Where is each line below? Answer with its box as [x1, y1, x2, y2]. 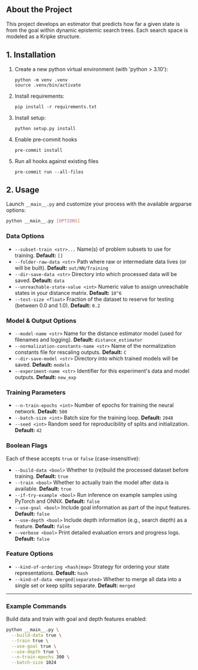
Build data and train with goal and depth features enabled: [6, 615, 147, 623]
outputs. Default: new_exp [14, 373, 77, 380]
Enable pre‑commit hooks [14, 135, 78, 143]
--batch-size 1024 [11, 659, 57, 666]
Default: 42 [14, 427, 42, 434]
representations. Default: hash [14, 569, 88, 576]
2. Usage [6, 185, 39, 195]
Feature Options [6, 550, 54, 558]
